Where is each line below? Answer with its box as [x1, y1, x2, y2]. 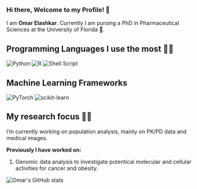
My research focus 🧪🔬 [6, 111, 92, 122]
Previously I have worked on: [6, 146, 81, 154]
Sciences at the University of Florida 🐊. [6, 26, 105, 33]
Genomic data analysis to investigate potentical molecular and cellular [15, 158, 191, 165]
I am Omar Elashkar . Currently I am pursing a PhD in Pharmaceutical [6, 20, 179, 27]
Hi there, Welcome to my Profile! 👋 [6, 6, 110, 14]
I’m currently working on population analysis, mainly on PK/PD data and [6, 128, 187, 135]
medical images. [6, 134, 48, 141]
